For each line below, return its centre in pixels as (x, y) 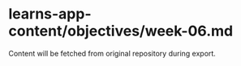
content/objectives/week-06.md (121, 31)
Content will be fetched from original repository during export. (112, 53)
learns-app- (50, 14)
